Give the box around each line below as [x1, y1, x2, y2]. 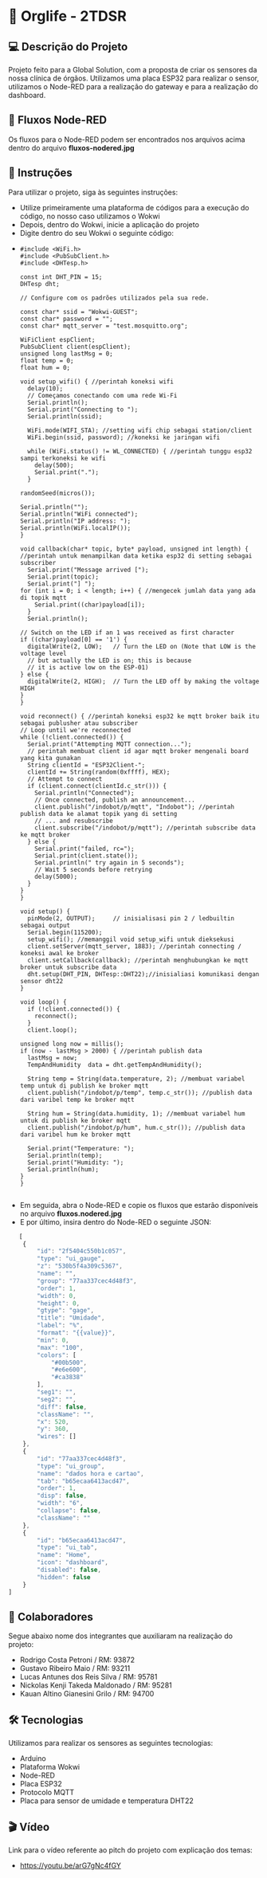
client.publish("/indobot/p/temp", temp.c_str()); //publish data [27, 1088, 253, 1096]
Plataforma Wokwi [19, 1762, 80, 1772]
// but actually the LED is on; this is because [27, 657, 192, 665]
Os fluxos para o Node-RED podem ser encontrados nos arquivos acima [8, 135, 245, 144]
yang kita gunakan [19, 754, 81, 762]
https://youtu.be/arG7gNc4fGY [19, 1860, 122, 1870]
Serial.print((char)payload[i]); [34, 601, 146, 609]
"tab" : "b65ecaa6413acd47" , [37, 1477, 130, 1485]
